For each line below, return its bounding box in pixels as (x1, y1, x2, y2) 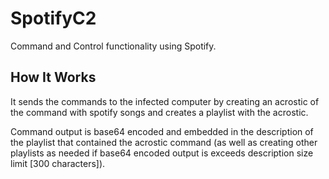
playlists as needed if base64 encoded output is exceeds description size (10, 147, 314, 159)
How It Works (10, 69, 97, 86)
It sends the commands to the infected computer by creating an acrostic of (10, 95, 320, 107)
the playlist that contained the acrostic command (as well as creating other (10, 136, 318, 148)
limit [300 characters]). (10, 157, 106, 169)
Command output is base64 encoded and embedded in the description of (10, 125, 314, 137)
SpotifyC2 (10, 7, 97, 30)
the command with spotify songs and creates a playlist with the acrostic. (10, 106, 309, 118)
